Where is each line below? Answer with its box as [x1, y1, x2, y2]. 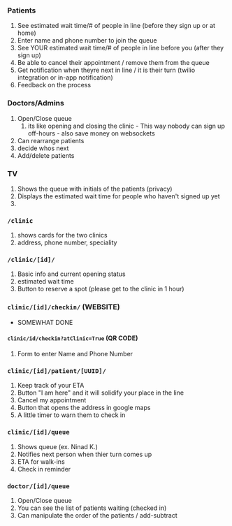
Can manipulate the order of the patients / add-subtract [17, 511, 178, 519]
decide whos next [17, 144, 69, 152]
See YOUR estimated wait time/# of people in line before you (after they [17, 44, 224, 52]
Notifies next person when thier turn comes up [17, 450, 152, 458]
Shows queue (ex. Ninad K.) [17, 442, 98, 451]
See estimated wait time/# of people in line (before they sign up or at [17, 22, 215, 30]
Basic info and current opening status [17, 270, 126, 278]
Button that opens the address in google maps [17, 404, 151, 412]
